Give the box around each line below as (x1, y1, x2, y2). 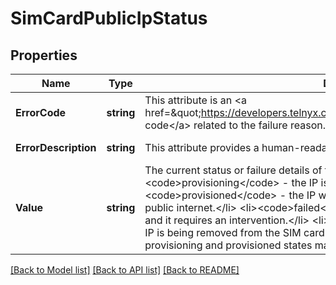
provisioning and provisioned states (144, 238, 313, 252)
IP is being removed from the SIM (144, 226, 302, 239)
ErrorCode (15, 106, 67, 119)
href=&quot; (144, 106, 202, 119)
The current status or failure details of (144, 163, 323, 177)
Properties (10, 47, 78, 64)
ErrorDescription (15, 141, 97, 154)
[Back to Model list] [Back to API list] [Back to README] (10, 264, 240, 276)
